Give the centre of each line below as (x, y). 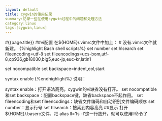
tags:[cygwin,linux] (26, 28)
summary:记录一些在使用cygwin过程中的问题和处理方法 (54, 19)
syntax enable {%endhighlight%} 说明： (46, 79)
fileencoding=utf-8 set (28, 54)
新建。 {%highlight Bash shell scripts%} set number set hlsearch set (74, 48)
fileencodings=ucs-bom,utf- (80, 54)
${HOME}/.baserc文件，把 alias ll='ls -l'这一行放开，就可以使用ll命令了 (76, 114)
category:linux (21, 23)
